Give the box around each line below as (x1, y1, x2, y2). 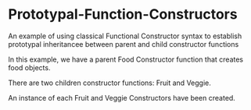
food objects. (8, 62, 51, 72)
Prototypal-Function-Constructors (8, 5, 238, 23)
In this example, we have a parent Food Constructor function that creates (8, 55, 244, 64)
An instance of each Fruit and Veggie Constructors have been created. (8, 93, 236, 102)
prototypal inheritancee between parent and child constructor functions (8, 39, 239, 48)
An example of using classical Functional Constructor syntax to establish (8, 31, 242, 41)
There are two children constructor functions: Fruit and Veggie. (8, 78, 211, 87)
